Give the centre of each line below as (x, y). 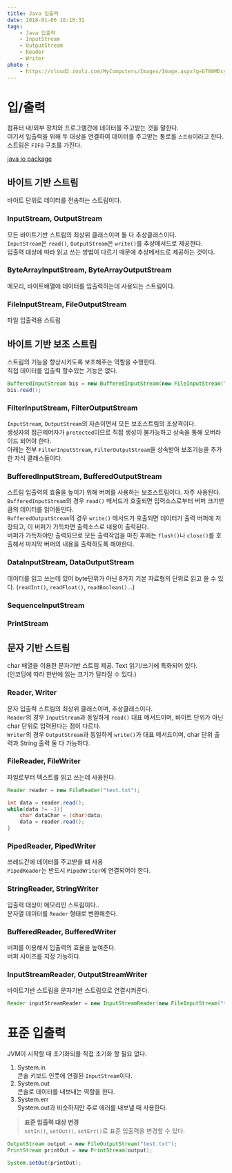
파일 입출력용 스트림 (34, 320)
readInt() (32, 587)
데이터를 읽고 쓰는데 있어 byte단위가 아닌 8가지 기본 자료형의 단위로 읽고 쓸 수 (112, 578)
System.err (33, 1100)
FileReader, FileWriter (44, 761)
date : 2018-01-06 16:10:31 (46, 20)
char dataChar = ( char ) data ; (61, 816)
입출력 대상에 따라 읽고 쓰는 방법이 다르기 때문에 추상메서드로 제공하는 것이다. (111, 252)
